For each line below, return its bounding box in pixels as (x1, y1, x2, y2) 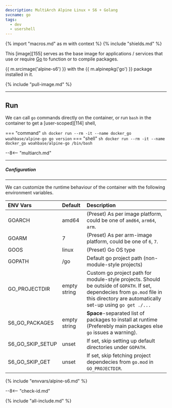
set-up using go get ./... (87, 301, 151, 308)
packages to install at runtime (87, 316, 158, 323)
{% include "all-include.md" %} (5, 398, 72, 404)
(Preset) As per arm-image (87, 231, 153, 238)
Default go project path (87, 254, 142, 261)
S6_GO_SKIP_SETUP (8, 340, 57, 348)
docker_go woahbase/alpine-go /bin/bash (5, 140, 93, 146)
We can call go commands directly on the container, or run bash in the (5, 114, 152, 120)
